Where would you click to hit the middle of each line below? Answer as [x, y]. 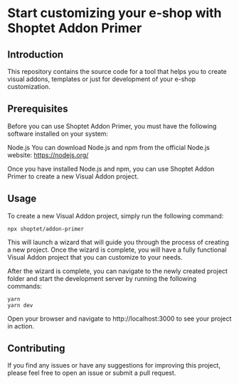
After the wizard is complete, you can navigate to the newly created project [117, 271]
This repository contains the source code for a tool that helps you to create [117, 71]
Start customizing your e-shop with [115, 13]
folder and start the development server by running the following [102, 278]
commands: [25, 286]
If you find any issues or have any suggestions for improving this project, [114, 366]
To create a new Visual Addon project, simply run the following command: [116, 215]
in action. [21, 326]
